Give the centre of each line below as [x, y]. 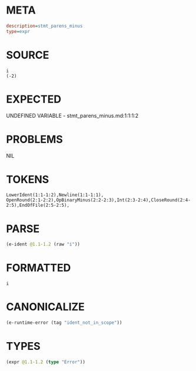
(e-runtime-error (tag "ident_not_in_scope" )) [64, 323]
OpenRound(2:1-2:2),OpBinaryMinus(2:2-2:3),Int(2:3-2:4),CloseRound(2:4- [99, 200]
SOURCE [28, 55]
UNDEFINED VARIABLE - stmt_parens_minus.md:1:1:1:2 [72, 115]
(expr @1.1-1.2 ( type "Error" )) [46, 362]
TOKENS [28, 179]
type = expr [18, 31]
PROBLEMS [34, 139]
